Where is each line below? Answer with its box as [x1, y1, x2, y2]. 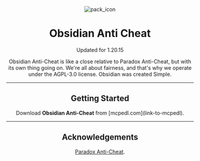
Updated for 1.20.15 [76, 46, 124, 53]
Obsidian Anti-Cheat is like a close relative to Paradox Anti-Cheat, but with [8, 58, 192, 65]
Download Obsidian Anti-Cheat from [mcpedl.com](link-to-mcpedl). [15, 109, 185, 116]
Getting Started [70, 94, 130, 104]
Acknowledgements [61, 132, 139, 143]
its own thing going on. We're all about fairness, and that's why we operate [8, 64, 192, 71]
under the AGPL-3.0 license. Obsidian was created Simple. [28, 70, 172, 78]
